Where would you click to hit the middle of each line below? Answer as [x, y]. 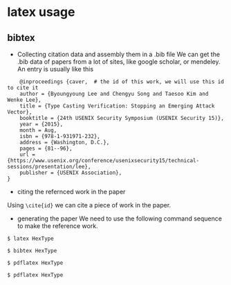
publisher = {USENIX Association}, [71, 173]
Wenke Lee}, [24, 100]
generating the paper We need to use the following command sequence [120, 218]
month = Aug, [38, 130]
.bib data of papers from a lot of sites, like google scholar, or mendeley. [119, 62]
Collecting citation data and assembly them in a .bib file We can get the [118, 54]
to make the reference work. [57, 226]
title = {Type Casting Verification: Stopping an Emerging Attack [117, 106]
